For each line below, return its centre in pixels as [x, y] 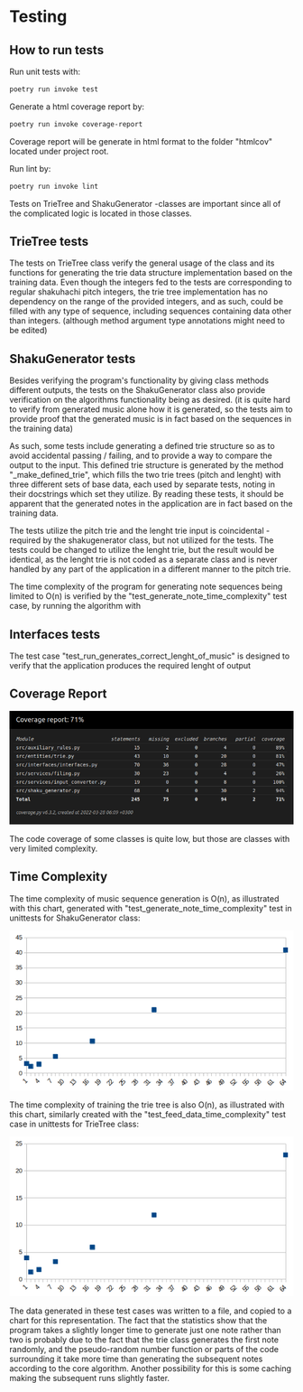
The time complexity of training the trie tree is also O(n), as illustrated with [147, 1105]
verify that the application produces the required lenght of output [130, 666]
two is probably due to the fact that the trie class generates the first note [144, 1340]
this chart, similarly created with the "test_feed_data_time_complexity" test [148, 1114]
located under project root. [59, 151]
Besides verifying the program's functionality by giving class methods [139, 380]
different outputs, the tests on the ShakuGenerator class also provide [138, 390]
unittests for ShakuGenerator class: [75, 918]
